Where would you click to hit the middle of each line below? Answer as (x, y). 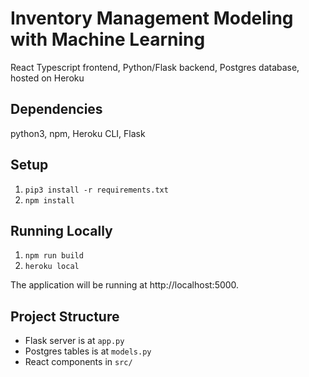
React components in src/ (78, 362)
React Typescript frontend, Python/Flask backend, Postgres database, (155, 67)
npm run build (54, 256)
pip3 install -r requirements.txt (96, 190)
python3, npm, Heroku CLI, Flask (78, 133)
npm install (49, 200)
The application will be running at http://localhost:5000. (125, 285)
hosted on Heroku (47, 78)
